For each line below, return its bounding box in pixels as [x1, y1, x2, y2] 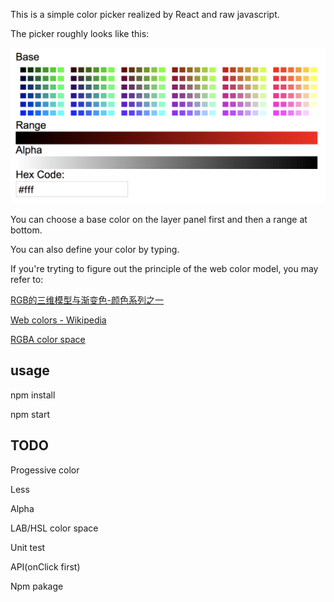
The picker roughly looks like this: [10, 28, 150, 39]
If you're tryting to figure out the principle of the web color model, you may [10, 263, 319, 275]
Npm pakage [10, 580, 64, 592]
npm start [10, 408, 51, 420]
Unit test [10, 541, 46, 553]
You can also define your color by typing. [10, 244, 180, 256]
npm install [10, 389, 56, 401]
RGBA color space [10, 334, 86, 346]
